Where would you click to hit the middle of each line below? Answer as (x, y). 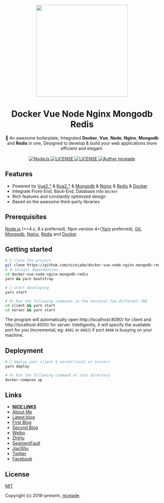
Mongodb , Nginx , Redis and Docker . (41, 234)
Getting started (29, 249)
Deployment (24, 350)
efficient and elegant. (82, 148)
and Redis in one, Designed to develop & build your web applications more (82, 143)
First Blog (22, 422)
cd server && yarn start (30, 310)
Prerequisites (26, 217)
